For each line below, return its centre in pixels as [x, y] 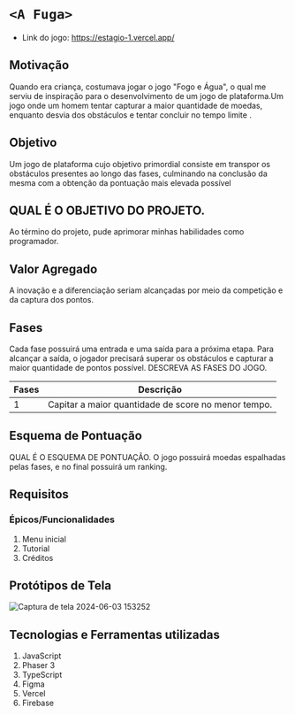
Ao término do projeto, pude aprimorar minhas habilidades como [127, 232]
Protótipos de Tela [61, 585]
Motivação [39, 65]
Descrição [160, 389]
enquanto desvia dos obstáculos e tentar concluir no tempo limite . [130, 115]
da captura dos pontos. [52, 300]
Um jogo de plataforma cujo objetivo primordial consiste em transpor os [140, 164]
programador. [34, 242]
